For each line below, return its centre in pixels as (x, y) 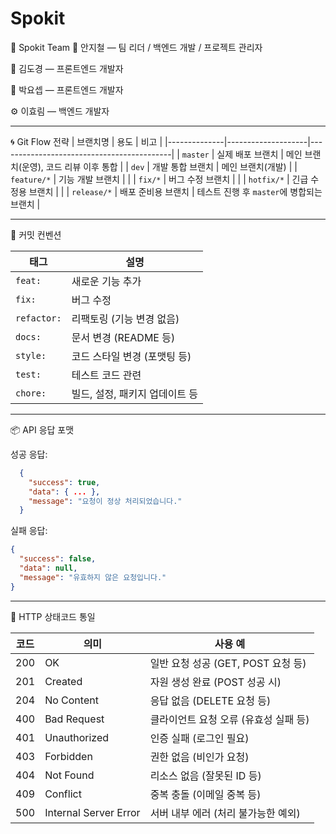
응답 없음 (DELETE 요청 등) (210, 700)
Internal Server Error (92, 812)
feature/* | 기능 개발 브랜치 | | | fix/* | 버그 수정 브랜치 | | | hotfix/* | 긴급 (159, 179)
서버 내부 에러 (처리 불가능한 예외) (225, 813)
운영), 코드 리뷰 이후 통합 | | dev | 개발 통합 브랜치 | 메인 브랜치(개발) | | (159, 166)
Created (63, 681)
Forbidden (68, 756)
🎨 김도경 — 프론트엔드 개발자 (67, 68)
